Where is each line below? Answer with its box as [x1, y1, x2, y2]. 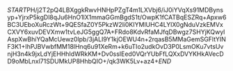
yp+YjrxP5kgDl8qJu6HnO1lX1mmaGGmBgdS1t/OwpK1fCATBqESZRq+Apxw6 [7, 13, 227, 21]
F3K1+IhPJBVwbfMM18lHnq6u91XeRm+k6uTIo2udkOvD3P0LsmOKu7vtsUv [7, 43, 224, 50]
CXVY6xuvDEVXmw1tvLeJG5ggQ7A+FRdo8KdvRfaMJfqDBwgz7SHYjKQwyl [7, 28, 225, 36]
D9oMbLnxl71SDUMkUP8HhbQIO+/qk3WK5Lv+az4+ [7, 57, 159, 65]
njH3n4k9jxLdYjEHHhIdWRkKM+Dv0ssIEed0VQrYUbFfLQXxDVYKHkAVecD [7, 50, 224, 58]
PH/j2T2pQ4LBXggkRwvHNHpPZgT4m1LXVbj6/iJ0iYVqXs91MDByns [26, 6, 224, 14]
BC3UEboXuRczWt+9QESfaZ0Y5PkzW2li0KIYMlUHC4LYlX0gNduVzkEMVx [7, 21, 224, 28]
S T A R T [7, 6, 27, 14]
